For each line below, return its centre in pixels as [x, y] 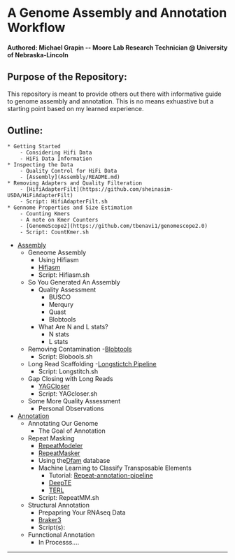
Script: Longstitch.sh [68, 371]
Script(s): [51, 527]
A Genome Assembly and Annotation [117, 13]
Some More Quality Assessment [74, 401]
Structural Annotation [58, 505]
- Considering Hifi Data [56, 153]
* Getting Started [34, 147]
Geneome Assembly [57, 252]
